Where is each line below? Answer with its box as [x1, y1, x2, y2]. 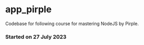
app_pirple [5, 4, 52, 15]
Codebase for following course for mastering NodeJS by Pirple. [5, 20, 139, 27]
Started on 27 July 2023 [5, 33, 67, 40]
